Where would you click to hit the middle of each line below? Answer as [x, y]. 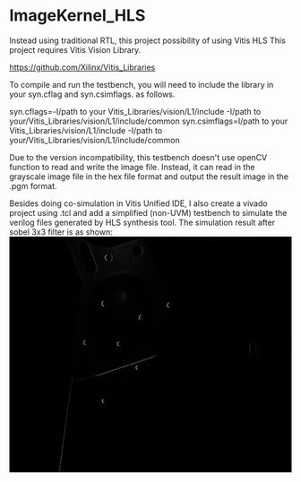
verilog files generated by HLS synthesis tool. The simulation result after [142, 222]
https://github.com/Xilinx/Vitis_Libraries [82, 67]
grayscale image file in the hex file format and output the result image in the [149, 176]
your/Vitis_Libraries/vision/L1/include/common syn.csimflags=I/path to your [149, 121]
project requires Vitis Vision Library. [75, 49]
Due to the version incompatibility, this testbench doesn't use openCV [138, 157]
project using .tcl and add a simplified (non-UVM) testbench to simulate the [148, 212]
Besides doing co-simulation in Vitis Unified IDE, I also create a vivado [138, 203]
